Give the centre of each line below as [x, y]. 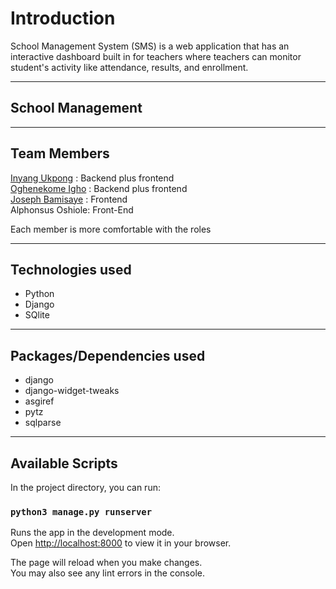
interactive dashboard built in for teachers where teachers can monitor [156, 56]
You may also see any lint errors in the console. [107, 573]
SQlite [37, 315]
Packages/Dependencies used [108, 355]
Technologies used [71, 269]
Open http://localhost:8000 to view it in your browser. [121, 543]
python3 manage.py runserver [81, 511]
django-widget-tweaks [72, 391]
